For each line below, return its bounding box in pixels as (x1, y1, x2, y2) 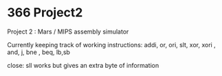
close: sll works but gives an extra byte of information (7, 61, 159, 69)
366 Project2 (7, 5, 83, 21)
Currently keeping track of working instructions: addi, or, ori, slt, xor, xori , (7, 40, 217, 49)
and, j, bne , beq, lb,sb (7, 48, 71, 56)
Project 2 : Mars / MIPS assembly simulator (7, 27, 129, 36)
